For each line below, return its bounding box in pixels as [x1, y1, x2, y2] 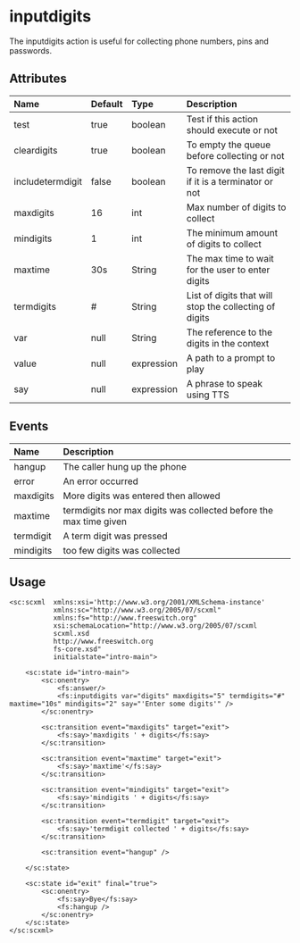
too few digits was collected [62, 544, 180, 556]
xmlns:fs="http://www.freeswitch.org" [53, 613, 198, 622]
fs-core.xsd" [53, 645, 102, 654]
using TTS [186, 388, 229, 401]
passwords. [9, 45, 52, 55]
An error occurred [62, 475, 138, 488]
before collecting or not [186, 149, 285, 162]
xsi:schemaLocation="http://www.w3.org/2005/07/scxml [53, 622, 257, 630]
